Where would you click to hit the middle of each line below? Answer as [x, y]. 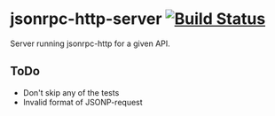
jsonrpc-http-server [86, 19]
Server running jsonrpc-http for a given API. [90, 43]
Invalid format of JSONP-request [82, 102]
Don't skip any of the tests [71, 92]
